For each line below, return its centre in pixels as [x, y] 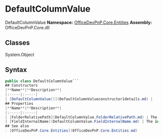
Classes [17, 43]
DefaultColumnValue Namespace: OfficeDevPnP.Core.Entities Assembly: [79, 22]
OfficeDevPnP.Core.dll [27, 27]
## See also [17, 126]
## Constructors [21, 86]
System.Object [20, 54]
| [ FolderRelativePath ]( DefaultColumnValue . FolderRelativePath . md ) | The [81, 117]
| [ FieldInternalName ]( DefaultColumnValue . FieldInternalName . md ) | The [79, 122]
